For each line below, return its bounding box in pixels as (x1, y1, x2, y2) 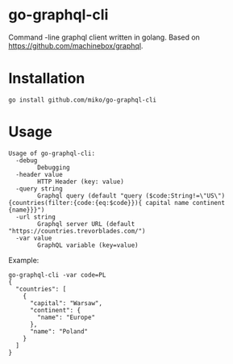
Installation (8, 69, 85, 88)
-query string (15, 184, 63, 193)
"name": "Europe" (37, 313, 95, 321)
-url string (15, 212, 56, 221)
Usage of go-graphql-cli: (8, 149, 95, 157)
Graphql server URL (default (37, 220, 135, 228)
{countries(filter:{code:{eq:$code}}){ (8, 199, 143, 207)
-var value (15, 234, 52, 242)
